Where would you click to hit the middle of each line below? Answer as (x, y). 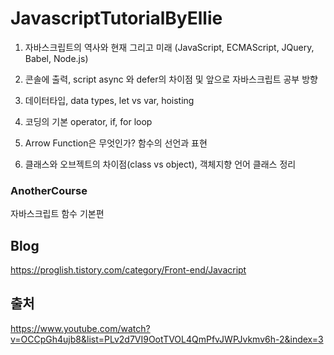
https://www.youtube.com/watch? (80, 328)
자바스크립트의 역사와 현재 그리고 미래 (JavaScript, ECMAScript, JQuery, (169, 47)
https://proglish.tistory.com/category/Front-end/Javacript (128, 270)
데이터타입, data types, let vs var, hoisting (109, 100)
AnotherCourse (49, 190)
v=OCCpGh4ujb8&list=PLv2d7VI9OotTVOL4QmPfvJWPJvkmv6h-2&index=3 (167, 339)
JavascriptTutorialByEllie (116, 18)
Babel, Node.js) (56, 58)
